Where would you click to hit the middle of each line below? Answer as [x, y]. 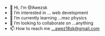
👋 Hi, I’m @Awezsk [29, 8]
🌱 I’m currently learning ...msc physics [48, 18]
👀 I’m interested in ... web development [49, 13]
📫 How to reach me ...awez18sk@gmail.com [55, 28]
